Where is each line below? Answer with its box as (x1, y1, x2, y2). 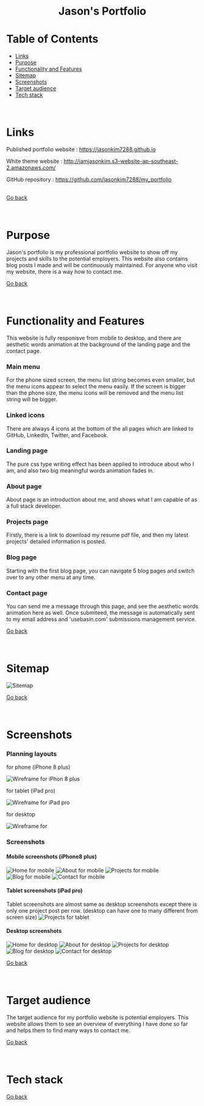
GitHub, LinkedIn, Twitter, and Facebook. (6, 431, 108, 438)
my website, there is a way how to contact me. (6, 268, 123, 275)
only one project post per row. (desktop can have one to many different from (6, 907, 199, 914)
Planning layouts (6, 750, 57, 758)
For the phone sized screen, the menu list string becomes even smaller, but (6, 376, 195, 384)
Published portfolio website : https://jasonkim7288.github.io (6, 146, 157, 153)
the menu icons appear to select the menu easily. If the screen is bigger (6, 383, 186, 390)
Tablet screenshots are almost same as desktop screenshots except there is (6, 901, 197, 908)
